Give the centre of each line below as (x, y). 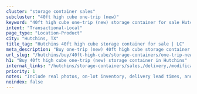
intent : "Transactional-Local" (44, 28)
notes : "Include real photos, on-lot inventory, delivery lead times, (94, 76)
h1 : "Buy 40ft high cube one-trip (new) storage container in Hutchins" (97, 60)
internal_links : (26, 66)
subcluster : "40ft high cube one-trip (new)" (62, 17)
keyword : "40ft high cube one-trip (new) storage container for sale (93, 22)
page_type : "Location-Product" (44, 33)
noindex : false (25, 82)
